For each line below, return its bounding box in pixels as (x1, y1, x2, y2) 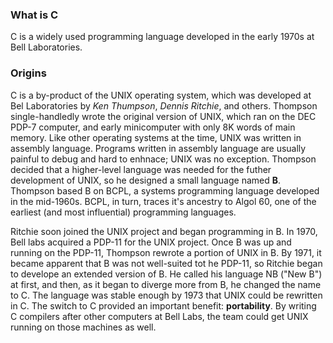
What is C (10, 8, 59, 22)
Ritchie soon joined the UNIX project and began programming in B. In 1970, (10, 225, 318, 237)
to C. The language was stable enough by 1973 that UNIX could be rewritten (10, 289, 323, 301)
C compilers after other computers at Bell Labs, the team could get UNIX (10, 310, 309, 322)
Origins (10, 66, 47, 80)
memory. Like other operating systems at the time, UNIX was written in (10, 131, 302, 143)
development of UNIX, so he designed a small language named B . (10, 174, 282, 186)
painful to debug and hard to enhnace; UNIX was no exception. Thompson (10, 153, 317, 165)
